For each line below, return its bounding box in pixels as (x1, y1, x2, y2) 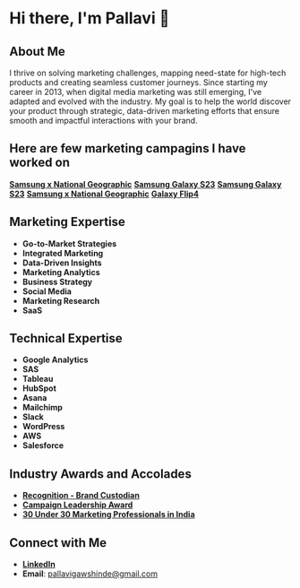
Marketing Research (21, 295, 100, 306)
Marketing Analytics (21, 266, 100, 277)
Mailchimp (21, 402, 63, 413)
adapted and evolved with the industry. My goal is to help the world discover (9, 96, 292, 107)
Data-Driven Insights (21, 257, 102, 268)
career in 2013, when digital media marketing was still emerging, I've (9, 87, 262, 97)
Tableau (21, 374, 54, 385)
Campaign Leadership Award (21, 499, 133, 510)
